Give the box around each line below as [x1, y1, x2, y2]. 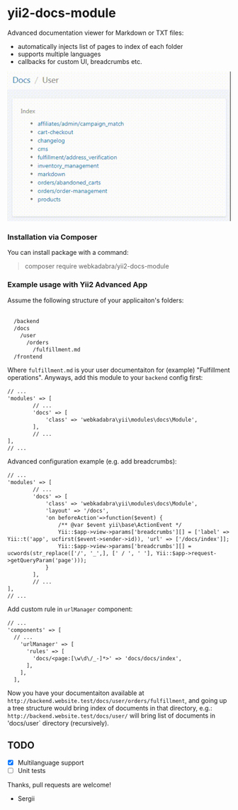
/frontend [13, 353, 42, 360]
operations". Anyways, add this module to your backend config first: [7, 373, 203, 381]
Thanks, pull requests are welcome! [7, 780, 112, 789]
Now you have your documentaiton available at [7, 689, 144, 697]
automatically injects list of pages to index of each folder [17, 42, 183, 50]
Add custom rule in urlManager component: [7, 605, 133, 613]
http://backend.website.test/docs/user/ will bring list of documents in [7, 711, 216, 720]
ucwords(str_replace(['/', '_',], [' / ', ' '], [7, 549, 154, 557]
